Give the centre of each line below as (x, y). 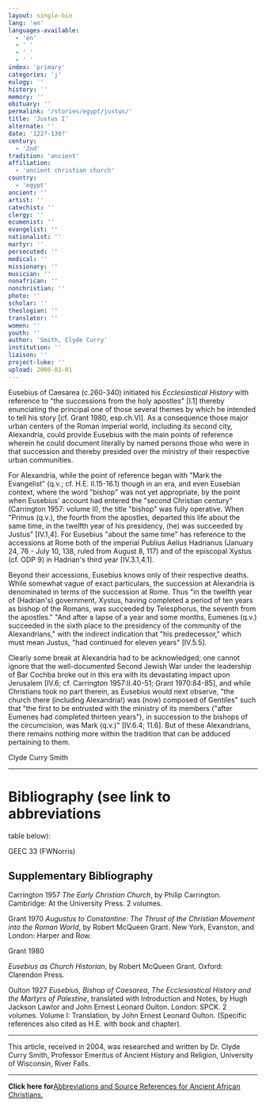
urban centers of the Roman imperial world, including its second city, (121, 426)
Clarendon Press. (36, 975)
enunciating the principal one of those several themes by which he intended (132, 409)
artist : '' (26, 200)
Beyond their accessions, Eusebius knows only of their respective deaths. (129, 575)
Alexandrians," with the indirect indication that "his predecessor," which (125, 634)
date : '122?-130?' (38, 133)
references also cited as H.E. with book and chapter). (95, 1024)
